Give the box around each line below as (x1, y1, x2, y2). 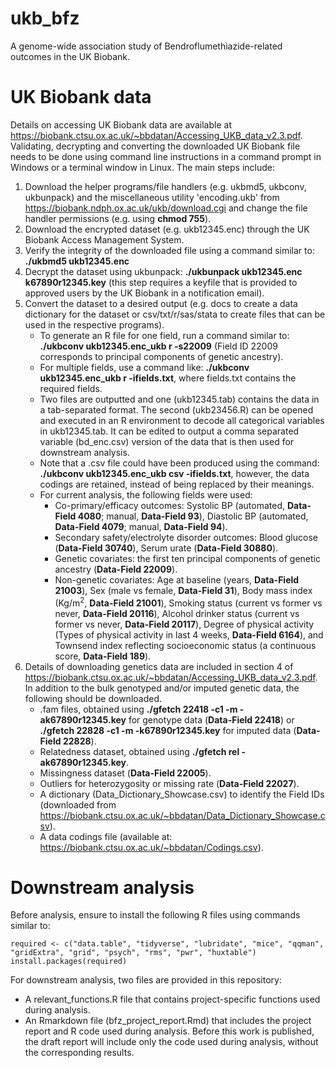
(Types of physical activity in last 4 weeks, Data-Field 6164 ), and (54, 628, 324, 641)
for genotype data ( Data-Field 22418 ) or (128, 713, 295, 726)
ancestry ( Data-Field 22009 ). (54, 563, 178, 575)
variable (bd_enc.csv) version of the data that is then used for (39, 435, 295, 447)
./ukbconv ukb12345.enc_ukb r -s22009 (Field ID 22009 (39, 340, 278, 352)
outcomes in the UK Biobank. (10, 50, 131, 62)
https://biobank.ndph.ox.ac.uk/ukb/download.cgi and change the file (24, 202, 308, 214)
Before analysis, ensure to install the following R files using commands (10, 909, 301, 921)
